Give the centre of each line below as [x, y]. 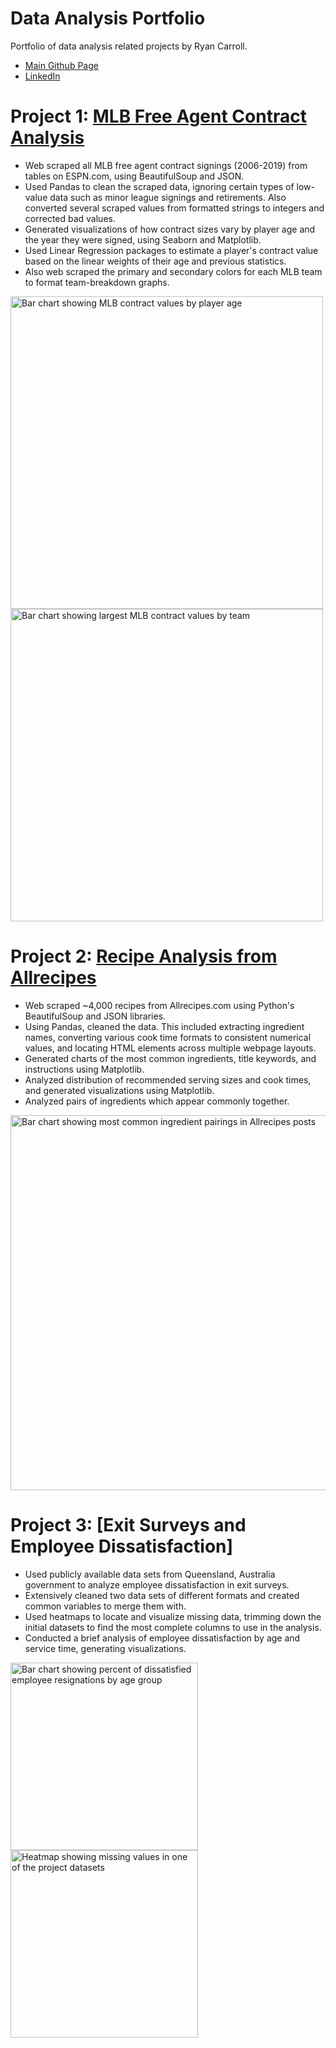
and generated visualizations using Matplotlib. [119, 1090]
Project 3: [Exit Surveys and [128, 1525]
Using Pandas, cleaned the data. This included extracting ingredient [164, 1026]
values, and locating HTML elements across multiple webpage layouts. [170, 1048]
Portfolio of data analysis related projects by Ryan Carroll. [129, 46]
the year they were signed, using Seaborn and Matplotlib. [143, 239]
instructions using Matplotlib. [84, 1069]
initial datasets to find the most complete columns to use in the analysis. [173, 1627]
